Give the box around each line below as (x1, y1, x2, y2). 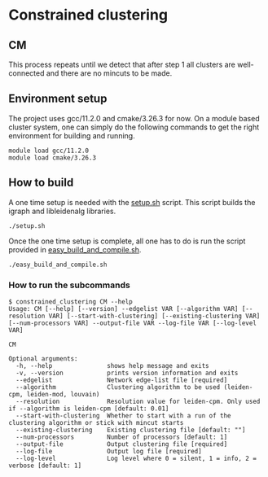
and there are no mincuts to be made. (46, 68, 173, 78)
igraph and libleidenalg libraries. (8, 206, 116, 216)
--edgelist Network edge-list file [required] (15, 376, 228, 384)
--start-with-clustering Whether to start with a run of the (15, 411, 231, 420)
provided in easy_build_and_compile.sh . (8, 244, 142, 254)
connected (8, 68, 45, 78)
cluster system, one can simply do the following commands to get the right (8, 122, 259, 132)
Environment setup (8, 92, 108, 106)
